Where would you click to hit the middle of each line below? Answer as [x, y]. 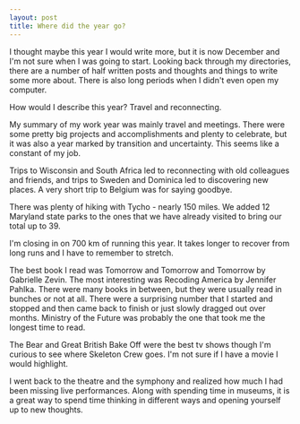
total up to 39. [35, 226]
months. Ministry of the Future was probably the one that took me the [137, 317]
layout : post [34, 17]
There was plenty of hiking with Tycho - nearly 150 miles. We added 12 [140, 206]
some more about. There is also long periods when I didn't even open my [144, 80]
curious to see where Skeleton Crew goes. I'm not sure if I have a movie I [144, 354]
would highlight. [39, 363]
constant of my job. [45, 152]
